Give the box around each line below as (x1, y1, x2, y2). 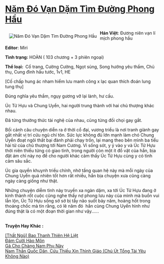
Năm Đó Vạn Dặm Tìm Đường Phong (5, 3, 155, 15)
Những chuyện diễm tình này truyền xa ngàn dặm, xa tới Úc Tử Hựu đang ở (5, 187, 156, 193)
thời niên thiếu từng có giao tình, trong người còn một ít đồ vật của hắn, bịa (5, 147, 156, 153)
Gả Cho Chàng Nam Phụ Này (5, 242, 64, 248)
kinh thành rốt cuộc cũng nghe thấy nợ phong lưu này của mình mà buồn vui (5, 192, 160, 198)
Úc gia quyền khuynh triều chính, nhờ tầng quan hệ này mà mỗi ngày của (5, 168, 153, 173)
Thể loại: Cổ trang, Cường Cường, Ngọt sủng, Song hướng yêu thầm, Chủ (5, 64, 155, 70)
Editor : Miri (5, 45, 28, 50)
